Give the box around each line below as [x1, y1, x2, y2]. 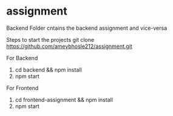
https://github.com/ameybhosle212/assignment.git [6, 43, 132, 50]
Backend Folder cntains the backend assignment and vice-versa [6, 24, 168, 32]
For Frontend [6, 84, 39, 92]
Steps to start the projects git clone [6, 36, 95, 43]
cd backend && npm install [15, 66, 82, 73]
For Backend [6, 54, 38, 61]
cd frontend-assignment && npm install [15, 96, 114, 103]
